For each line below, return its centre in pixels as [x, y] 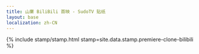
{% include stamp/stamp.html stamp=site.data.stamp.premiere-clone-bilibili [100, 40]
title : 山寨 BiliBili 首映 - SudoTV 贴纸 [56, 12]
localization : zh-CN [32, 23]
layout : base [22, 17]
